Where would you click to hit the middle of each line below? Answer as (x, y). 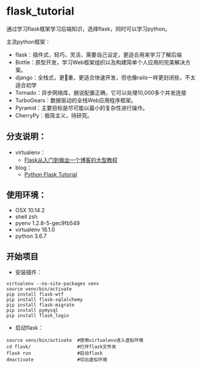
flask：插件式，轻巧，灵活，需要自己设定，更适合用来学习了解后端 (99, 54)
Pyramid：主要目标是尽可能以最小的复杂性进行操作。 (81, 108)
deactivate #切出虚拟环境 (57, 360)
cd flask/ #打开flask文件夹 (61, 347)
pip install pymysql (33, 311)
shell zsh (26, 217)
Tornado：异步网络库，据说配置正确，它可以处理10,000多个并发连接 (101, 92)
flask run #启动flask (54, 353)
